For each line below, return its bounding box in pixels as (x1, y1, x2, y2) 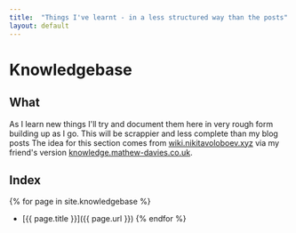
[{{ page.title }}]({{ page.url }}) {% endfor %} (21, 213, 187, 224)
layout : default (9, 21, 69, 30)
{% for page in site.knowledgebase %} (9, 197, 151, 207)
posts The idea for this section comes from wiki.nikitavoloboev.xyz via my (9, 137, 280, 148)
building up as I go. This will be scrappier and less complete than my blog (9, 128, 278, 139)
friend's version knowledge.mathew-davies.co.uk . (9, 147, 193, 157)
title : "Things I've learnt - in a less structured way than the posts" (9, 12, 289, 22)
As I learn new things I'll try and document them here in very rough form (9, 118, 274, 129)
